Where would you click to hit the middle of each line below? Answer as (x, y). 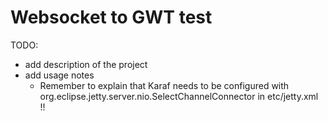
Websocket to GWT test (111, 17)
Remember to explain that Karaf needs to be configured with (164, 85)
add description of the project (86, 64)
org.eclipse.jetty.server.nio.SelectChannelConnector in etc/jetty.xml (179, 96)
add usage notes (59, 75)
